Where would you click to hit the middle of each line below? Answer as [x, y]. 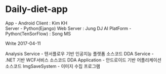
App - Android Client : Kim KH [36, 23]
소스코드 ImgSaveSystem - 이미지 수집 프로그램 [53, 66]
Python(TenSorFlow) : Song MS [38, 33]
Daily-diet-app [37, 9]
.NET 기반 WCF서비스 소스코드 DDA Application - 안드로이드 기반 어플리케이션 [84, 60]
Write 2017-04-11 [23, 43]
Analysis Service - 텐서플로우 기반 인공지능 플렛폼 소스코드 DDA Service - [79, 53]
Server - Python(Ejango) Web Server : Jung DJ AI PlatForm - [68, 28]
